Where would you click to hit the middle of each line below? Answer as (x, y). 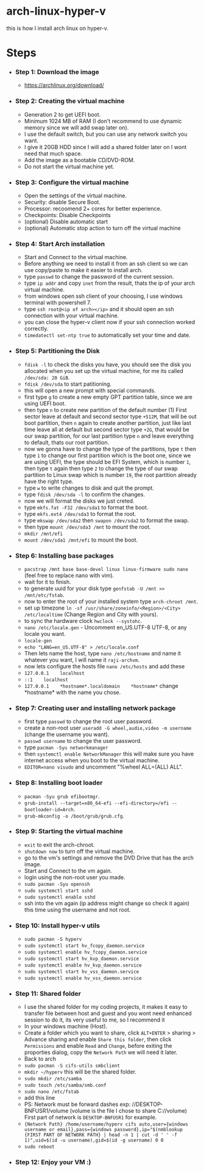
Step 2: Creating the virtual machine (70, 101)
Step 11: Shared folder (48, 993)
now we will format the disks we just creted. (79, 501)
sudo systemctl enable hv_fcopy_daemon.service (86, 953)
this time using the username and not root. (77, 910)
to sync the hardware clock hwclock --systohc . (83, 621)
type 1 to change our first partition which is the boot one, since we (107, 455)
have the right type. (49, 481)
